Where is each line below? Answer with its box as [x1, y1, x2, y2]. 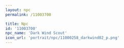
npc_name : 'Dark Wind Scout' [5, 31, 67, 36]
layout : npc [5, 7, 31, 13]
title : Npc [5, 21, 29, 26]
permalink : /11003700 [5, 12, 52, 17]
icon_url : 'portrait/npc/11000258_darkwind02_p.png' [5, 35, 120, 40]
